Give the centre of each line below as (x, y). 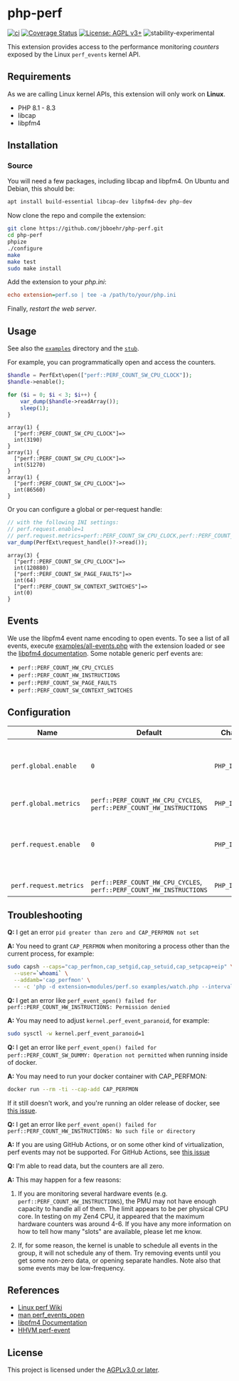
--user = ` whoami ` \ (41, 973)
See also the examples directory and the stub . (73, 348)
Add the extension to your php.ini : (57, 282)
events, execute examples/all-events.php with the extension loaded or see (116, 646)
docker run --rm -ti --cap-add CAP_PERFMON (73, 1089)
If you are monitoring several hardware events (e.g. (92, 1193)
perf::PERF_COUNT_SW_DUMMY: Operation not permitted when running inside (118, 1055)
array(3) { (23, 555)
